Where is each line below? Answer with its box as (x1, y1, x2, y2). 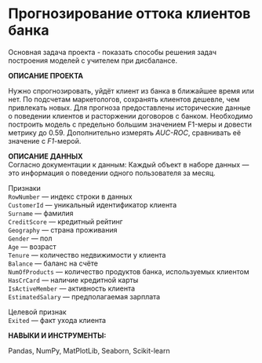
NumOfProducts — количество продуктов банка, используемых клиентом (8, 266, 249, 276)
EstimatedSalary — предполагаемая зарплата (8, 291, 161, 301)
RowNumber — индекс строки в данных (8, 192, 133, 201)
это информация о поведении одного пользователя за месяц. (8, 168, 216, 178)
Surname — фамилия (8, 208, 74, 218)
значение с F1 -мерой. (8, 136, 82, 145)
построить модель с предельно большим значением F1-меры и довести (8, 119, 253, 129)
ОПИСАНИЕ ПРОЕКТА (8, 71, 84, 80)
